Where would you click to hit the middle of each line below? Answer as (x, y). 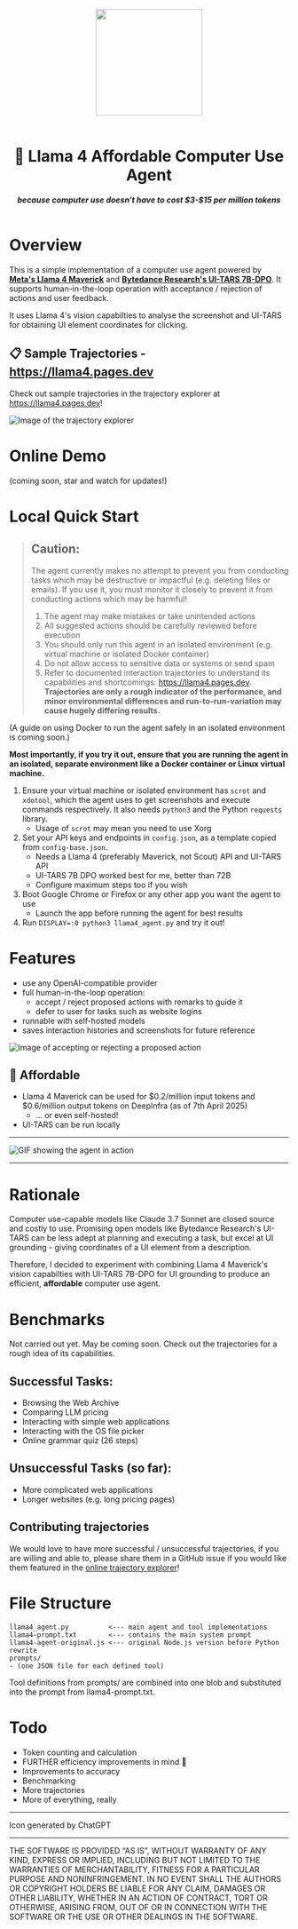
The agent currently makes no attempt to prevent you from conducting (160, 570)
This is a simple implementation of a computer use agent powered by (135, 269)
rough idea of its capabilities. (62, 1353)
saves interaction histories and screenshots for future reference (138, 1030)
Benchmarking (49, 1781)
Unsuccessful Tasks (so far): (90, 1469)
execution (62, 635)
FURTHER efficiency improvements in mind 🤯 (104, 1761)
